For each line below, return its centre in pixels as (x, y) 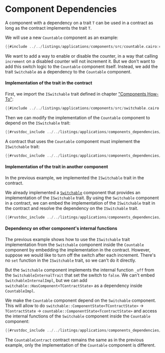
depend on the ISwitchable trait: (38, 123)
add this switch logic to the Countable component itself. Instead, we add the (82, 66)
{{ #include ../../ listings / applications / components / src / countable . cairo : (82, 46)
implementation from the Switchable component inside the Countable (75, 245)
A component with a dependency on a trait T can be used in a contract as (79, 23)
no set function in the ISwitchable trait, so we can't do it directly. (71, 260)
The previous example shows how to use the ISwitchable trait (68, 239)
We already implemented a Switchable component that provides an (73, 192)
